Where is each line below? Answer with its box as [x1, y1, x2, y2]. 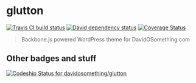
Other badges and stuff [6, 53, 97, 64]
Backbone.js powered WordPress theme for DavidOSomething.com [21, 35, 191, 43]
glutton [6, 4, 44, 18]
